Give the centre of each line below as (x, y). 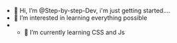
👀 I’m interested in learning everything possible (80, 18)
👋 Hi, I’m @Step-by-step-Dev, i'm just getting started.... (92, 11)
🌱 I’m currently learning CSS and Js (74, 32)
